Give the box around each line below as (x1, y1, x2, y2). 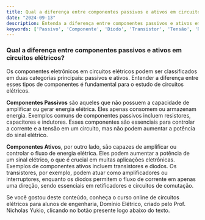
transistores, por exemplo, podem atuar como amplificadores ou (6, 169, 168, 176)
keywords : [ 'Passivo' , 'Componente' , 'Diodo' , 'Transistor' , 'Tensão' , (6, 26, 192, 32)
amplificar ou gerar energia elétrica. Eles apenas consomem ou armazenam (6, 105, 197, 113)
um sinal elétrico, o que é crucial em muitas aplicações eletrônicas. (6, 156, 175, 163)
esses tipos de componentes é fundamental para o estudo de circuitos (6, 80, 184, 88)
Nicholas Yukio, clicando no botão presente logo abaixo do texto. (6, 207, 170, 214)
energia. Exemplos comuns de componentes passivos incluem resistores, (6, 112, 191, 119)
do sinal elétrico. (6, 131, 48, 138)
